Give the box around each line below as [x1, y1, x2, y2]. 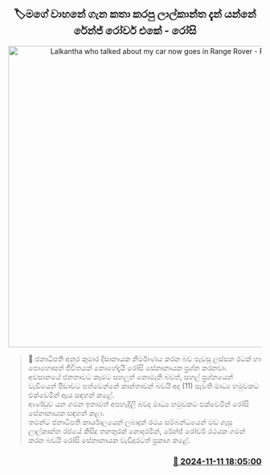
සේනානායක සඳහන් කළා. [27, 407, 104, 417]
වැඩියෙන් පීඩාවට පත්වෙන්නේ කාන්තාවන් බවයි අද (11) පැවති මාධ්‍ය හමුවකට [27, 381, 260, 391]
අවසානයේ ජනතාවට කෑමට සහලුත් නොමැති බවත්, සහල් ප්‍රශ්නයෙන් [27, 371, 234, 381]
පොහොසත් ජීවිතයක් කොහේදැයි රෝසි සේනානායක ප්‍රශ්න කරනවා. [27, 362, 227, 372]
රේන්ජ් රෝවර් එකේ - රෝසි [73, 24, 197, 38]
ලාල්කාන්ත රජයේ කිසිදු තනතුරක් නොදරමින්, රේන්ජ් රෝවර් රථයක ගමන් [27, 426, 246, 436]
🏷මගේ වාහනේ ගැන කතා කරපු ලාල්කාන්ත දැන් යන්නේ [13, 7, 257, 21]
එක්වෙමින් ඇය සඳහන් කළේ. [27, 390, 115, 399]
